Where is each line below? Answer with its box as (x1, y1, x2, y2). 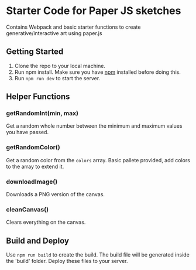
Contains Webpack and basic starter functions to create (6, 23, 141, 30)
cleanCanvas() (6, 205, 49, 213)
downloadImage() (6, 177, 58, 186)
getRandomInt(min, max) (6, 110, 79, 118)
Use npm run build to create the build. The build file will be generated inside (6, 251, 190, 258)
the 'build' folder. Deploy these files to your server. (6, 258, 128, 265)
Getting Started (6, 47, 64, 57)
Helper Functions (6, 92, 70, 102)
